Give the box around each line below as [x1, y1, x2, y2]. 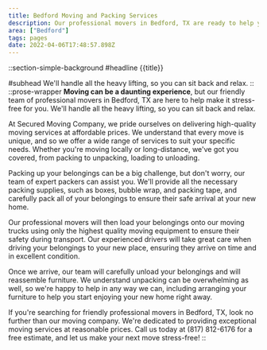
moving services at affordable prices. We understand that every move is [8, 128, 245, 138]
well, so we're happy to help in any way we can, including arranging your [8, 284, 247, 294]
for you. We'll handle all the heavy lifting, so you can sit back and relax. [23, 104, 256, 114]
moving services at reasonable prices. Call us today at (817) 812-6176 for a [8, 325, 253, 334]
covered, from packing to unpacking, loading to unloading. [8, 153, 200, 163]
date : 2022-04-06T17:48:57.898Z [8, 41, 115, 49]
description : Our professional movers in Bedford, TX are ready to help [8, 19, 254, 27]
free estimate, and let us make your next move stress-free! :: [8, 333, 207, 343]
